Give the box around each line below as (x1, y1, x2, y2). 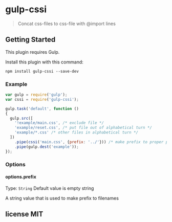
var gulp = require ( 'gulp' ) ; (5, 92, 68, 98)
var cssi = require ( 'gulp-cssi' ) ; (5, 97, 79, 102)
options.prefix (5, 174, 37, 180)
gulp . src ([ (10, 116, 33, 121)
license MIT (5, 210, 44, 218)
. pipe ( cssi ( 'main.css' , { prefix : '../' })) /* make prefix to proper (14, 139, 164, 144)
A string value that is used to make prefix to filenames (5, 195, 119, 201)
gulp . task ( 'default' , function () (5, 106, 79, 111)
